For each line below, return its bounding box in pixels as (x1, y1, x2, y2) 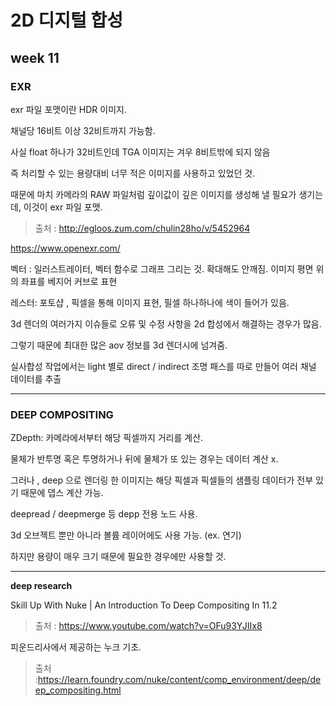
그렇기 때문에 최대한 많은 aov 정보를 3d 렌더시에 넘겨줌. (10, 339, 228, 351)
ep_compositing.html (34, 684, 122, 696)
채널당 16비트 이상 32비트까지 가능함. (10, 124, 156, 136)
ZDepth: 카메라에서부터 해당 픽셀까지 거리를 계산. (10, 432, 204, 444)
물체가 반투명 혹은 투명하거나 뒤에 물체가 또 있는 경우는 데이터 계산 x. (10, 453, 279, 465)
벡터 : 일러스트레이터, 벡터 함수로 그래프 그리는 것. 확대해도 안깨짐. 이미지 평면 (10, 262, 314, 275)
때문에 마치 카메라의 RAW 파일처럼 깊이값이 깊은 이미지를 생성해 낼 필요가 (10, 188, 297, 200)
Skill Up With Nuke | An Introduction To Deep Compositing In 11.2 (10, 599, 278, 611)
